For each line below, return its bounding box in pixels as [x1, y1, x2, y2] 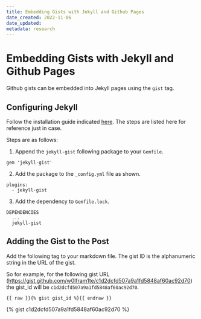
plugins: [6, 182, 28, 188]
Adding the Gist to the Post [6, 236, 110, 246]
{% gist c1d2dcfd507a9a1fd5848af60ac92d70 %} [6, 306, 130, 313]
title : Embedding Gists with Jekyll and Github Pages [6, 8, 145, 15]
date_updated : [6, 20, 42, 26]
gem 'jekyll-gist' [6, 159, 53, 166]
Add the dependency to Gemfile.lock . [14, 198, 110, 205]
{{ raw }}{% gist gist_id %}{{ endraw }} [6, 295, 112, 301]
